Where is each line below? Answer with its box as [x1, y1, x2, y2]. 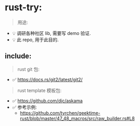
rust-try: [5, 2, 42, 13]
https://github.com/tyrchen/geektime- [19, 110, 101, 116]
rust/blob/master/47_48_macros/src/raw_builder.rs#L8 [19, 115, 135, 121]
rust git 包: [17, 66, 39, 72]
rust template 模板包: [17, 87, 62, 94]
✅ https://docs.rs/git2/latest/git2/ [12, 76, 83, 82]
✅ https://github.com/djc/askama [12, 97, 83, 104]
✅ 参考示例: [12, 104, 37, 110]
